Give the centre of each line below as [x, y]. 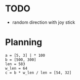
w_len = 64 [16, 68]
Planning [24, 42]
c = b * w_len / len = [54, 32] [38, 73]
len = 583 [15, 64]
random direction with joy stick [44, 22]
